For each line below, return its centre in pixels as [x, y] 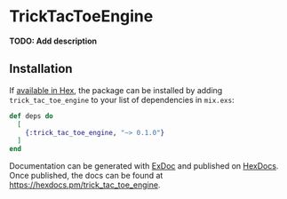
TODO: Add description [53, 41]
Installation [41, 69]
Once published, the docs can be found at [86, 176]
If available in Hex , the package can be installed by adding [116, 90]
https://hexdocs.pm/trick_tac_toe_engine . [85, 185]
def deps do [31, 116]
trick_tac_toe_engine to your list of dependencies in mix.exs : [122, 99]
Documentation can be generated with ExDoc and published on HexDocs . [144, 166]
